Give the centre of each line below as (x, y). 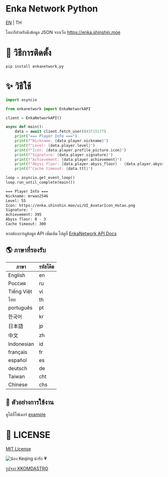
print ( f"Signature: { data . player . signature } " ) (64, 155)
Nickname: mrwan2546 (27, 196)
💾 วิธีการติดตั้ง (29, 53)
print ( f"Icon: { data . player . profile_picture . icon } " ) (71, 150)
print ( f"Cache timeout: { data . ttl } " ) (54, 169)
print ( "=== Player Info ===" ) (46, 136)
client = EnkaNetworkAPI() (34, 118)
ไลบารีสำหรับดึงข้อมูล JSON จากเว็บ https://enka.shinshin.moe (63, 32)
